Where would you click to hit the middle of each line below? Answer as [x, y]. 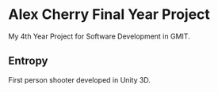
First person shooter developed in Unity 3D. [79, 79]
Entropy [28, 61]
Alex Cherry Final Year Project [109, 15]
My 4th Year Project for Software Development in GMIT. [99, 36]
